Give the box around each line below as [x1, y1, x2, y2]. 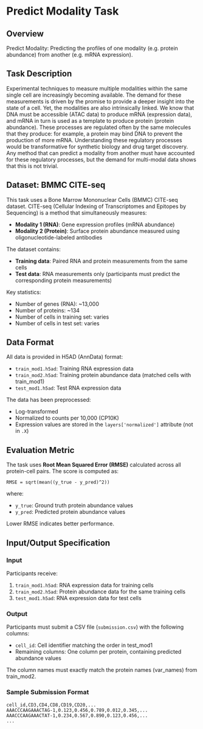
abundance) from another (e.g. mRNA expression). [6, 51, 133, 58]
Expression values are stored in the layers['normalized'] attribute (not [15, 421, 193, 428]
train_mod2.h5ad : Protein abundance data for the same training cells [15, 588, 186, 595]
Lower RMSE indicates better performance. [6, 520, 114, 527]
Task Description [6, 69, 72, 79]
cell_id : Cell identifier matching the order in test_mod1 [15, 641, 153, 649]
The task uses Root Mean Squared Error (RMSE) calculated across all [6, 461, 181, 469]
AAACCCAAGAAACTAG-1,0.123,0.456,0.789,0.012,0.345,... [6, 707, 148, 713]
